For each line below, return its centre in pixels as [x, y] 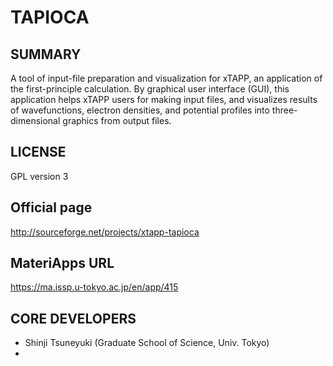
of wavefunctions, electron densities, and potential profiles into [140, 110]
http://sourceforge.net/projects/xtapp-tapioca [105, 232]
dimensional [35, 120]
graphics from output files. [117, 120]
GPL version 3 [39, 176]
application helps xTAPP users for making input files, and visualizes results [164, 99]
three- [284, 110]
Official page [51, 207]
